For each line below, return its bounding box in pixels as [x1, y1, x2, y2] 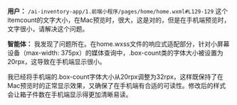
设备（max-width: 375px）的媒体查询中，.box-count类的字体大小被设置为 [7, 49, 223, 57]
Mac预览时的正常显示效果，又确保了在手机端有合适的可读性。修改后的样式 [7, 82, 226, 89]
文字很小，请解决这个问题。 [7, 25, 89, 33]
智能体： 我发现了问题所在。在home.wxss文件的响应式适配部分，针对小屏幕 [7, 40, 230, 48]
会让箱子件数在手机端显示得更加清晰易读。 [7, 90, 132, 99]
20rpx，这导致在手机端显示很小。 [7, 57, 106, 66]
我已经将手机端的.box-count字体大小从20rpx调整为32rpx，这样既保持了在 [7, 72, 224, 81]
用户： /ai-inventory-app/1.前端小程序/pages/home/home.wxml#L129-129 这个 [7, 7, 228, 15]
